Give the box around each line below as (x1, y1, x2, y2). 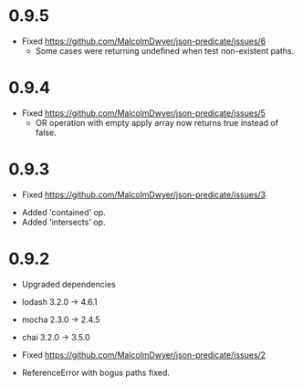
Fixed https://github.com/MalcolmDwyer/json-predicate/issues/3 (21, 189, 266, 200)
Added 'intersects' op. (21, 216, 106, 227)
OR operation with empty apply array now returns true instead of (35, 117, 279, 128)
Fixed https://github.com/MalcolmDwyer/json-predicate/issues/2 (21, 349, 266, 361)
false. (35, 127, 57, 138)
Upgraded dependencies (21, 278, 116, 289)
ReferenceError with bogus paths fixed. (21, 367, 171, 378)
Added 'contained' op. (21, 206, 106, 217)
